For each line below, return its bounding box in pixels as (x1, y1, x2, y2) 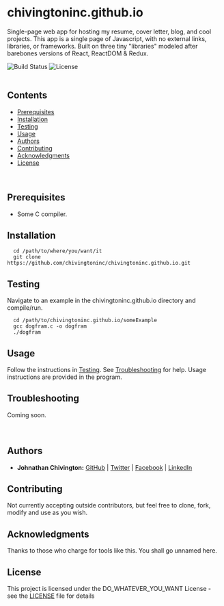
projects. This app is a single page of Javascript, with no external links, (7, 34, 207, 42)
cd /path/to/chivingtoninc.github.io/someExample (13, 317, 157, 324)
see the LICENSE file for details (7, 592, 95, 600)
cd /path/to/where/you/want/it (13, 248, 102, 254)
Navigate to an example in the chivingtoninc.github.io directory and (7, 296, 196, 305)
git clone (13, 254, 41, 261)
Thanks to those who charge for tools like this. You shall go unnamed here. (7, 546, 217, 555)
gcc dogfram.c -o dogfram (13, 323, 87, 330)
